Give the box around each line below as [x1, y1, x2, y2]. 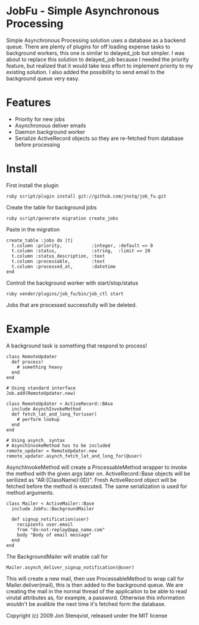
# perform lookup [17, 416, 60, 422]
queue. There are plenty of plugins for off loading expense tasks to [6, 43, 171, 50]
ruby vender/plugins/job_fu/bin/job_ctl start [6, 291, 124, 297]
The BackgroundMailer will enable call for [6, 553, 108, 560]
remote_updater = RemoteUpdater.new [6, 447, 97, 454]
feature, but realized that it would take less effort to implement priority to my [6, 62, 194, 69]
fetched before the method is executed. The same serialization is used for [6, 483, 188, 490]
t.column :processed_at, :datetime [11, 263, 116, 270]
